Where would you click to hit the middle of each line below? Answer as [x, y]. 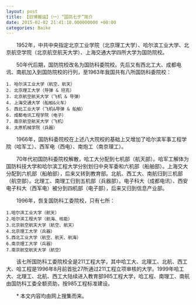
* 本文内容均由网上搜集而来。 [52, 296]
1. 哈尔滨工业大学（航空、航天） [40, 84]
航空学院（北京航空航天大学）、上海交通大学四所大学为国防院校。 [89, 53]
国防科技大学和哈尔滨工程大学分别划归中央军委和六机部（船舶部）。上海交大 [97, 167]
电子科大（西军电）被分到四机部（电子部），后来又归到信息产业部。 [87, 188]
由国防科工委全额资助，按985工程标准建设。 [59, 283]
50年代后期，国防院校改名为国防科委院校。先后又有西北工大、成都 [97, 65]
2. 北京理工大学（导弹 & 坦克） [40, 91]
